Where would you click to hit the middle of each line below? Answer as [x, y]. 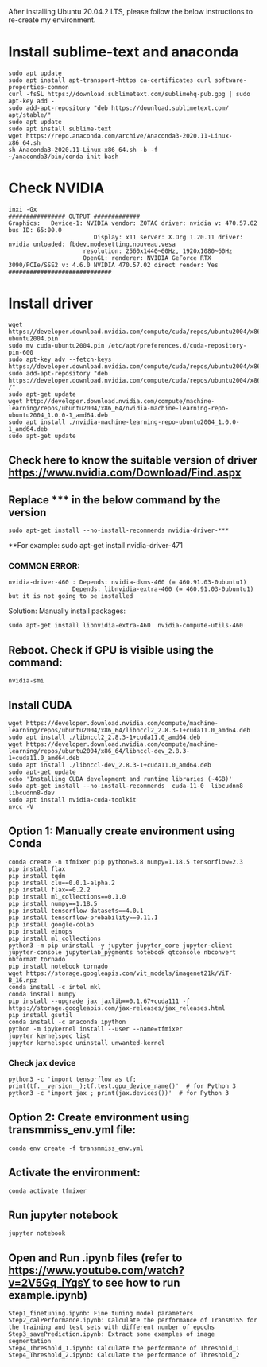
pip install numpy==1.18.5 [53, 903]
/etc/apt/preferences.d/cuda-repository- [177, 345]
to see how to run [136, 1282]
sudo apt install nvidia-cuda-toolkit [72, 800]
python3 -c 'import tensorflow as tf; [72, 1080]
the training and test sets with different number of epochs [112, 1327]
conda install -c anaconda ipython [67, 1022]
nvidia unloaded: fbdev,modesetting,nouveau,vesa [92, 244]
